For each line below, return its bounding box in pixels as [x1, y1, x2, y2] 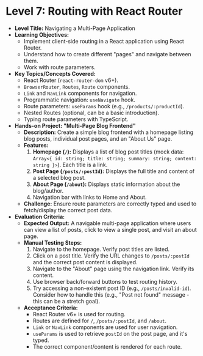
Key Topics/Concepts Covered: [14, 70, 96, 77]
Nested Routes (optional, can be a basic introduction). [23, 109, 160, 116]
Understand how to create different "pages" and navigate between [23, 50, 191, 57]
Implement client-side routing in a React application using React [23, 37, 184, 45]
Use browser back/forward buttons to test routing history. [32, 278, 178, 285]
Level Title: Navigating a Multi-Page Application [14, 24, 135, 32]
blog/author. [32, 187, 64, 194]
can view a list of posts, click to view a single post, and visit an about [23, 226, 198, 233]
